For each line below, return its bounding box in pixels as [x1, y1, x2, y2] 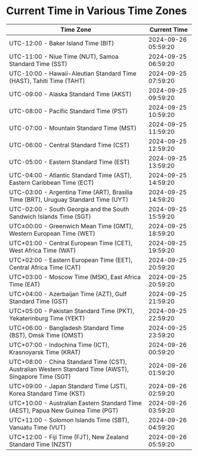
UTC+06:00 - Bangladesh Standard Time [9, 323, 124, 332]
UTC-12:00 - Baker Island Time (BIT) [9, 39, 114, 47]
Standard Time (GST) [9, 297, 68, 305]
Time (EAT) [9, 280, 40, 288]
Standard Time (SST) [9, 60, 68, 68]
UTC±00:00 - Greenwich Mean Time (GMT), [9, 222, 134, 230]
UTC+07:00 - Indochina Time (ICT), [9, 340, 110, 349]
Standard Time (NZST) [9, 440, 72, 448]
